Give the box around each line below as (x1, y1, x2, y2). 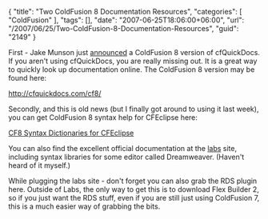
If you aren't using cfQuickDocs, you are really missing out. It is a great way (8, 56, 258, 66)
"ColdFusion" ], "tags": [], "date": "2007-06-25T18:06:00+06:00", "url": (8, 15, 245, 25)
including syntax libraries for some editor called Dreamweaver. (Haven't (8, 152, 245, 161)
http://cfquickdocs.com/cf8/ (8, 89, 102, 98)
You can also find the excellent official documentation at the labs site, (8, 144, 238, 153)
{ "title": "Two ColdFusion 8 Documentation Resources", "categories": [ (8, 7, 242, 16)
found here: (8, 74, 46, 82)
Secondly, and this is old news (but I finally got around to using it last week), (8, 104, 259, 113)
